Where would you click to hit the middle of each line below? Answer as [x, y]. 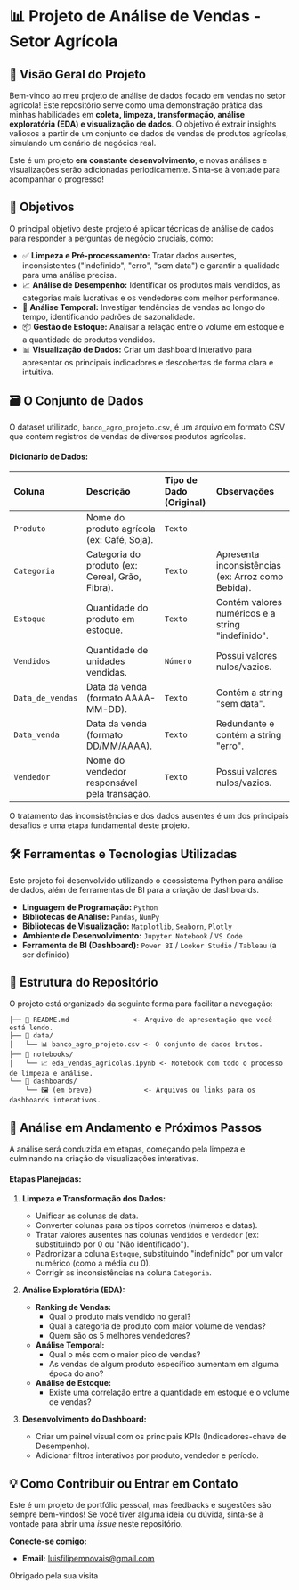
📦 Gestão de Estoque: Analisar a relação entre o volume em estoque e [153, 326]
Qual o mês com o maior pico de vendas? [125, 1355]
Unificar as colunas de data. [87, 1216]
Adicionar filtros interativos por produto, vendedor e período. [147, 1455]
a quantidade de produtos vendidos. [89, 340]
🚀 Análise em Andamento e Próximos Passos [136, 1127]
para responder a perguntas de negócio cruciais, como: [111, 238]
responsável [112, 783]
